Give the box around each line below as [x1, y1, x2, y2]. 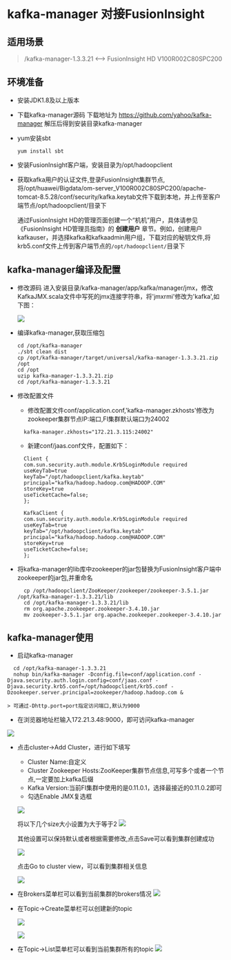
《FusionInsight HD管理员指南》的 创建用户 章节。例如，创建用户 [17, 224, 202, 233]
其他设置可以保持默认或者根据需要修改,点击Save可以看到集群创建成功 [17, 834, 215, 843]
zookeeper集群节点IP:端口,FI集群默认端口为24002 [27, 415, 170, 423]
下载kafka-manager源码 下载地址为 [17, 110, 117, 119]
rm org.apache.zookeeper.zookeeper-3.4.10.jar [23, 605, 160, 612]
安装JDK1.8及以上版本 [17, 96, 80, 104]
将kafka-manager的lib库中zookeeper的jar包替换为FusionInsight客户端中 [17, 565, 222, 573]
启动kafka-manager [17, 652, 74, 660]
